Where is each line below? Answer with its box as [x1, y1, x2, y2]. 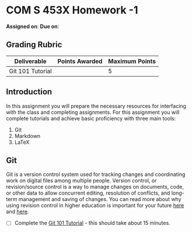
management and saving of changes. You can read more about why [18, 196, 182, 203]
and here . [6, 208, 29, 215]
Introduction [6, 87, 53, 97]
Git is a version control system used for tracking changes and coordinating [6, 171, 186, 178]
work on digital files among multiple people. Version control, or [6, 177, 157, 184]
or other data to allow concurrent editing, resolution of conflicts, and [6, 189, 170, 196]
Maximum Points [107, 57, 156, 65]
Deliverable [14, 57, 47, 65]
